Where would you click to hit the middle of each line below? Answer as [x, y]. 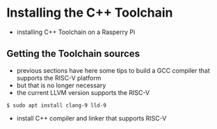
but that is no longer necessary [61, 85]
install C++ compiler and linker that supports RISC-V [91, 118]
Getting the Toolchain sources [73, 54]
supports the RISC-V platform [59, 78]
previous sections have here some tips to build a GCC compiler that [113, 70]
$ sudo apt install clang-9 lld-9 [57, 105]
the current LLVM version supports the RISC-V [83, 92]
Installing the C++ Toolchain [90, 13]
